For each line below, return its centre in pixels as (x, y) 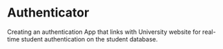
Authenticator (48, 13)
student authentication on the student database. (89, 39)
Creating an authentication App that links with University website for (104, 32)
